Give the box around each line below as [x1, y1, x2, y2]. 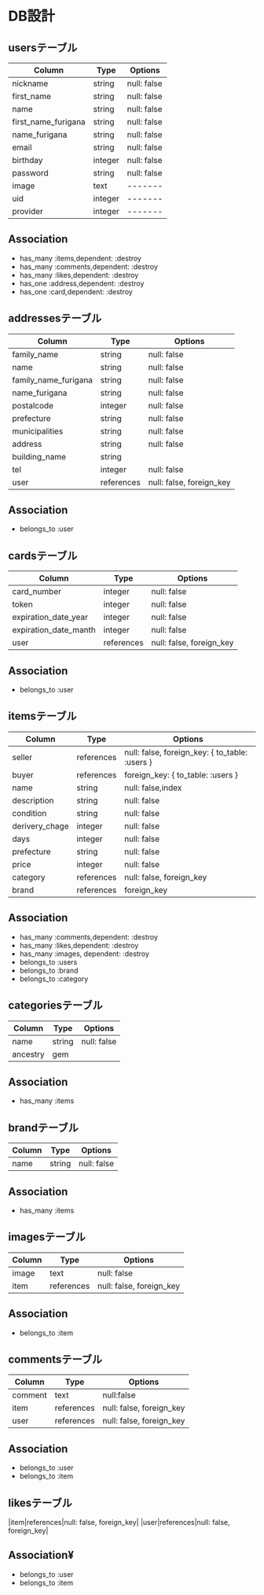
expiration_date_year [12, 611, 89, 622]
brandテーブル [8, 1121, 79, 1134]
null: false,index [124, 782, 182, 793]
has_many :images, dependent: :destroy [19, 949, 149, 958]
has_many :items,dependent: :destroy [19, 253, 141, 263]
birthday [12, 155, 43, 165]
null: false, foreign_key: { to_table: [124, 747, 247, 758]
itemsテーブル [8, 710, 77, 723]
